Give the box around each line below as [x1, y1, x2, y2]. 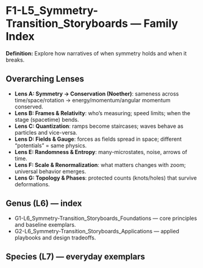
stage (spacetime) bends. [14, 116, 79, 123]
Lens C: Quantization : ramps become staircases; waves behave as [14, 122, 183, 130]
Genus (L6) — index [5, 199, 82, 209]
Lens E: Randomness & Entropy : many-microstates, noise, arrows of [14, 148, 187, 155]
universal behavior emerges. [14, 167, 87, 175]
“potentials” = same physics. [14, 141, 87, 149]
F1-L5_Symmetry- [5, 4, 99, 18]
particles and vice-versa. [14, 129, 77, 136]
